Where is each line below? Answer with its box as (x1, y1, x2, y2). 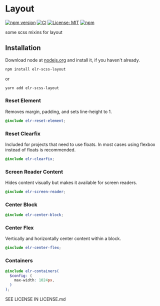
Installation (5, 43, 41, 52)
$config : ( (9, 273, 32, 278)
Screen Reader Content (5, 168, 63, 175)
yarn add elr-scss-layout (5, 85, 59, 90)
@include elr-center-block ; (5, 212, 64, 217)
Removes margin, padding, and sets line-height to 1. (5, 108, 112, 114)
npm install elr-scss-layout (5, 66, 66, 71)
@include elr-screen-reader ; (5, 189, 66, 194)
